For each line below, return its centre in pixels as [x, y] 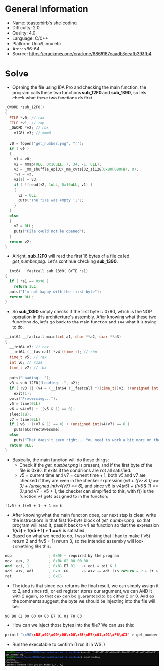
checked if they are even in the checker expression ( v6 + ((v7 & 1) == [89, 480]
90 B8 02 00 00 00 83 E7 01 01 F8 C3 [43, 616]
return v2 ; [20, 242]
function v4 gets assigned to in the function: [64, 496]
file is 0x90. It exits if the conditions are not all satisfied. [75, 470]
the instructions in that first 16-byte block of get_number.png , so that [81, 520]
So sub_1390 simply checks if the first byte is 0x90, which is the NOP [82, 311]
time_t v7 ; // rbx [28, 368]
